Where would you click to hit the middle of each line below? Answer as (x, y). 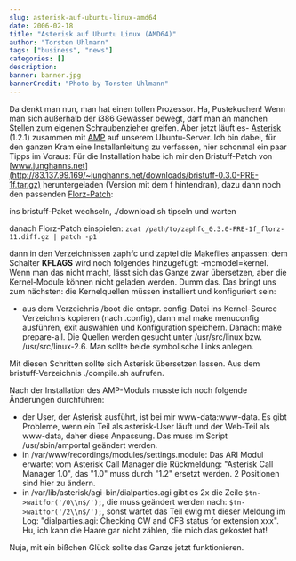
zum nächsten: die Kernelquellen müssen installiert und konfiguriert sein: (143, 291)
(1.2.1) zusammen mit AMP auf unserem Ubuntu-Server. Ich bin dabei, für (143, 137)
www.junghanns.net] (50, 165)
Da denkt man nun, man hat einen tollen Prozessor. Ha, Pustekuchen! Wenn (148, 108)
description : (33, 68)
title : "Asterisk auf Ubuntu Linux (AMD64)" (93, 34)
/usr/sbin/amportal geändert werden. (90, 445)
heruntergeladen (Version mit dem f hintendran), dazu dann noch (162, 184)
